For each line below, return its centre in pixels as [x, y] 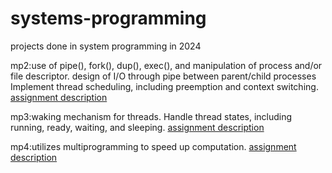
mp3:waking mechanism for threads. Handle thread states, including [151, 116]
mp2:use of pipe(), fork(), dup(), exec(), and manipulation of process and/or [166, 65]
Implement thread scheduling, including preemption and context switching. [164, 86]
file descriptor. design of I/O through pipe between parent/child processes [163, 76]
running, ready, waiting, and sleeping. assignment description [137, 127]
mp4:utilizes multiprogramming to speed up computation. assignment [153, 146]
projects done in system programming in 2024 [106, 46]
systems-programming [108, 18]
